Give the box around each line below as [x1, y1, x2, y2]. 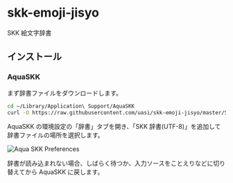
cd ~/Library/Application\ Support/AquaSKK [7, 103, 135, 110]
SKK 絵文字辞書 [7, 28, 52, 37]
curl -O [7, 109, 30, 116]
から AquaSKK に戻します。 [25, 168, 104, 176]
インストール [7, 51, 62, 63]
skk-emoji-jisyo [7, 5, 99, 21]
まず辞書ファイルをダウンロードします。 [7, 89, 123, 97]
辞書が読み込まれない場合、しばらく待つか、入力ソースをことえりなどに [7, 159, 214, 168]
